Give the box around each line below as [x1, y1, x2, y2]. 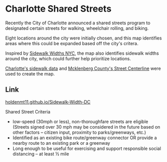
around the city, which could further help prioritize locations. [5, 55, 131, 61]
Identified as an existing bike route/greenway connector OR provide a [12, 135, 157, 141]
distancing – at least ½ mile [12, 150, 69, 157]
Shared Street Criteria [5, 108, 50, 114]
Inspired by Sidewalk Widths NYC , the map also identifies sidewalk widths [5, 50, 159, 56]
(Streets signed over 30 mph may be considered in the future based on [12, 124, 160, 130]
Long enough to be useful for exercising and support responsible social [12, 145, 161, 151]
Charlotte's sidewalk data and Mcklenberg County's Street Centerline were [5, 65, 161, 71]
